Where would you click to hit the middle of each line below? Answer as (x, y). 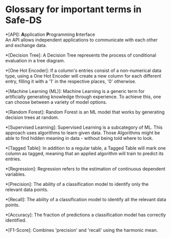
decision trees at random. (32, 117)
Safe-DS (23, 20)
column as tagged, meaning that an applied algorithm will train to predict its (84, 153)
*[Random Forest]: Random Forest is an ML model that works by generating (85, 112)
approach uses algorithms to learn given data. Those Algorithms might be (83, 133)
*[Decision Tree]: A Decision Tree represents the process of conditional (81, 55)
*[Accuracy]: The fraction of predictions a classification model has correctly (86, 215)
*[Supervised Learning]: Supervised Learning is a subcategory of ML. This (84, 127)
